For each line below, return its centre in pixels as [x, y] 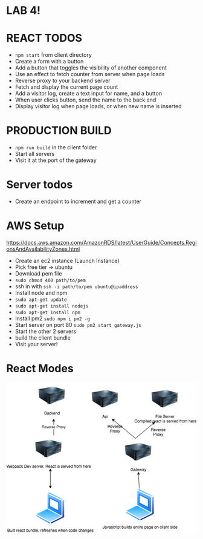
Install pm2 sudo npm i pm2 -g [53, 318]
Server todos [40, 185]
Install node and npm [41, 292]
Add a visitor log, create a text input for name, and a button [88, 94]
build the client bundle [43, 337]
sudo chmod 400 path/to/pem [50, 280]
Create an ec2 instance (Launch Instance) [67, 260]
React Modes [40, 369]
